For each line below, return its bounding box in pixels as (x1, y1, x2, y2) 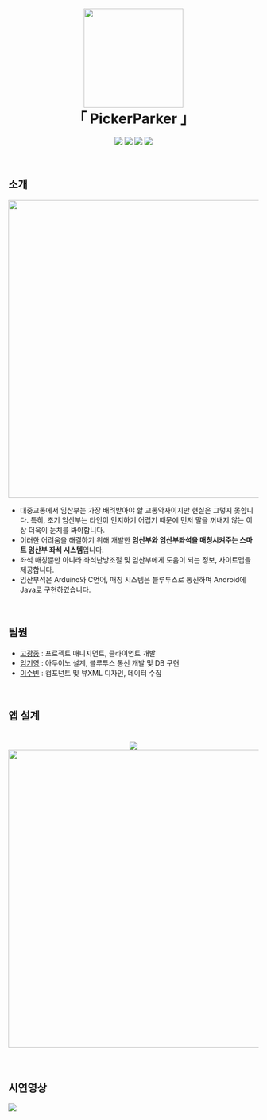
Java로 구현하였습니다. (19, 585, 91, 594)
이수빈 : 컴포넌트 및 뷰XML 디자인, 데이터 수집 (19, 668, 162, 678)
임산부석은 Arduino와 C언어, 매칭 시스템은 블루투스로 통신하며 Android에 (19, 574, 246, 584)
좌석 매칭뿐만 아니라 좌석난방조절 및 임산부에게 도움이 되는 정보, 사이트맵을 (19, 554, 252, 564)
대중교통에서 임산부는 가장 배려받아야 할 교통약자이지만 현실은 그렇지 (19, 505, 233, 515)
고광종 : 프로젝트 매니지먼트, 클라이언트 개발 (19, 648, 157, 658)
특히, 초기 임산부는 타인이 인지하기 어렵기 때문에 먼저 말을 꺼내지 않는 (30, 515, 245, 524)
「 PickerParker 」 (72, 110, 195, 128)
